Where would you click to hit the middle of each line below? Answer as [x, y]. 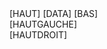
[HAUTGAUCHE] [43, 24]
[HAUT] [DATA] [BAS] [54, 13]
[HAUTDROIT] [38, 35]
